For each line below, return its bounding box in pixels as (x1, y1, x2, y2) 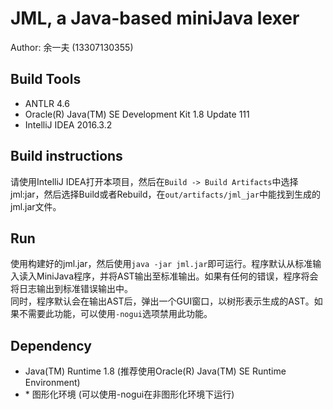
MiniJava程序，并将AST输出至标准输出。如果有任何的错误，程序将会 (36, 270, 319, 282)
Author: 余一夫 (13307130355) (10, 41, 134, 53)
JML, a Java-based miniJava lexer (10, 7, 300, 30)
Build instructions (10, 148, 123, 165)
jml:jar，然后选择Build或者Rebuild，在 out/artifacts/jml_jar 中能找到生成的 (10, 188, 321, 200)
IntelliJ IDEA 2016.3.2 (24, 118, 113, 131)
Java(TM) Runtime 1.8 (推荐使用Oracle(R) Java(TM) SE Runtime (24, 365, 287, 377)
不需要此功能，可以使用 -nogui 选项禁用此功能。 (18, 308, 213, 320)
